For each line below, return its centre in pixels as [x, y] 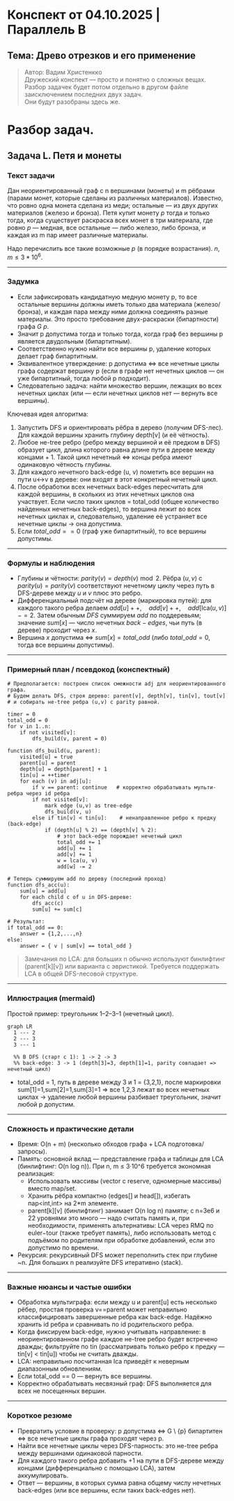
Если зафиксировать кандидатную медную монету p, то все [107, 297]
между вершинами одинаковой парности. [80, 1453]
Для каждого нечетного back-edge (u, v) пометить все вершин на [116, 472]
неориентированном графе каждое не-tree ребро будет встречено [117, 1339]
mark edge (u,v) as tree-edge [88, 806]
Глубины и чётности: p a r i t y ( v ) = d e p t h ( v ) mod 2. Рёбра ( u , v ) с [110, 578]
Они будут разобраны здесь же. [72, 102]
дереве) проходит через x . [57, 630]
